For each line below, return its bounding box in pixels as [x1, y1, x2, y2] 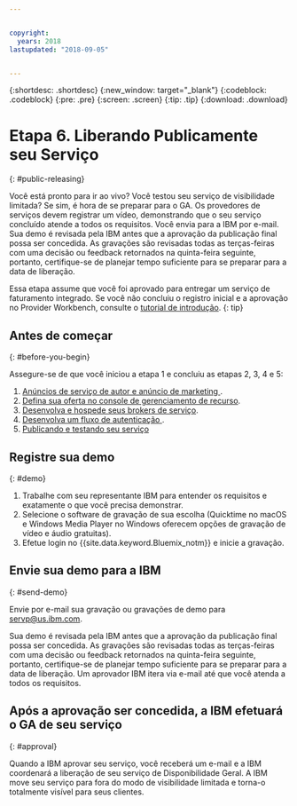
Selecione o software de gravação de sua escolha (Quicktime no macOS [21, 509, 287, 519]
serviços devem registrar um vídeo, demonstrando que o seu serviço [9, 209, 262, 220]
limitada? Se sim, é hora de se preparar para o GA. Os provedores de [9, 201, 261, 211]
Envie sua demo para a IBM [9, 563, 161, 578]
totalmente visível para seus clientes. [9, 786, 145, 797]
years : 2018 [17, 36, 62, 45]
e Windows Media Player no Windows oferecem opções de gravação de [21, 518, 286, 529]
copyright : [9, 28, 50, 37]
